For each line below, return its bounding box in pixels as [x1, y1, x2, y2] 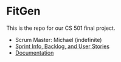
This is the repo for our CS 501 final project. [6, 24, 116, 32]
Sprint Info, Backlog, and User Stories [15, 43, 110, 50]
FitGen [6, 4, 41, 18]
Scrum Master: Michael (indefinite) [15, 36, 102, 43]
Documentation [15, 49, 54, 56]
